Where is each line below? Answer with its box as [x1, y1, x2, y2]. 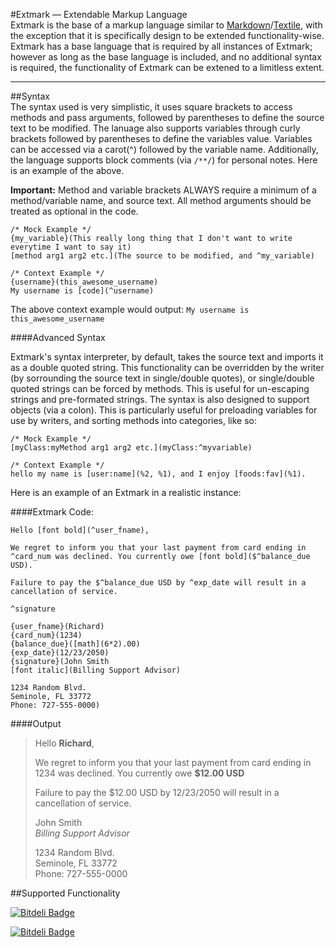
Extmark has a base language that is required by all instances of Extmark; [10, 40, 313, 52]
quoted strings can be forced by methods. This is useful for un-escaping [10, 383, 310, 394]
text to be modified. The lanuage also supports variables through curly [10, 122, 301, 134]
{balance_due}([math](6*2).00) [10, 639, 141, 649]
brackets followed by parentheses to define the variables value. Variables [10, 133, 313, 144]
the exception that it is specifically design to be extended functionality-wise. [10, 30, 325, 41]
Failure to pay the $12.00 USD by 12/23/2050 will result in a [34, 787, 280, 798]
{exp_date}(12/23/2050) [10, 648, 110, 658]
